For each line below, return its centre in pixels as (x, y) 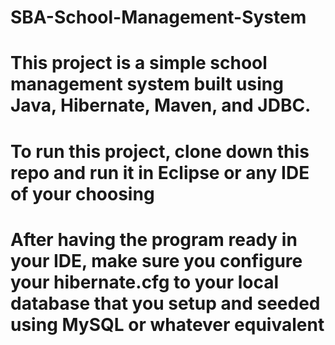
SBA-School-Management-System (158, 17)
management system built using (147, 84)
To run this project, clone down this (160, 151)
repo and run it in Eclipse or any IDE (160, 172)
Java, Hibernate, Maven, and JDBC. (161, 105)
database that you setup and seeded (165, 303)
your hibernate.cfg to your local (145, 282)
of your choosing (82, 193)
